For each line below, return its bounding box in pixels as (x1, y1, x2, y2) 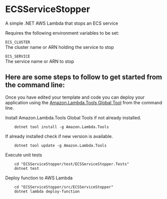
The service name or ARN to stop (5, 58, 74, 64)
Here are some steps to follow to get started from (5, 73, 162, 82)
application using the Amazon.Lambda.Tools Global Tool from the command (5, 99, 162, 105)
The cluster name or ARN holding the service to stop (5, 44, 114, 50)
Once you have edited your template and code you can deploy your (5, 94, 145, 100)
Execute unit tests (5, 152, 43, 158)
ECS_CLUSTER (5, 39, 30, 45)
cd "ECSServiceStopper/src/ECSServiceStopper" (14, 184, 114, 189)
